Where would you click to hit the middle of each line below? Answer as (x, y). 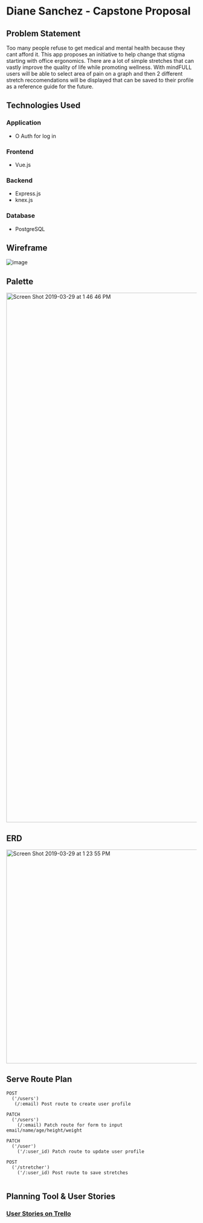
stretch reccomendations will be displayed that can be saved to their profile (100, 80)
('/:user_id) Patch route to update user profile (81, 1151)
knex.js (24, 200)
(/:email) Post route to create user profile (72, 1104)
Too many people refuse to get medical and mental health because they (96, 48)
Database (21, 216)
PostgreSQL (30, 229)
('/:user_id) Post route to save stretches (73, 1172)
